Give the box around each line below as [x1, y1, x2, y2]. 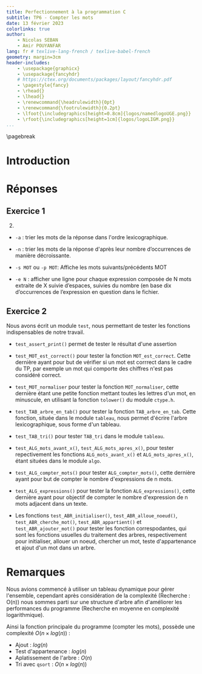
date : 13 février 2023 [6, 20, 64, 26]
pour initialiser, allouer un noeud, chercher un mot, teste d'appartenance [15, 538, 197, 545]
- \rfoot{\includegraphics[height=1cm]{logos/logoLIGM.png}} [17, 116, 175, 122]
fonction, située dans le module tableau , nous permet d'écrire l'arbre [15, 414, 188, 422]
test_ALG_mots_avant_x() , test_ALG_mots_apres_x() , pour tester [15, 444, 174, 452]
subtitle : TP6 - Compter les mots [6, 15, 94, 21]
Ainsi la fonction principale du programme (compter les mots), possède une [6, 623, 195, 630]
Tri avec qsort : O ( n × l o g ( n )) [15, 661, 87, 668]
